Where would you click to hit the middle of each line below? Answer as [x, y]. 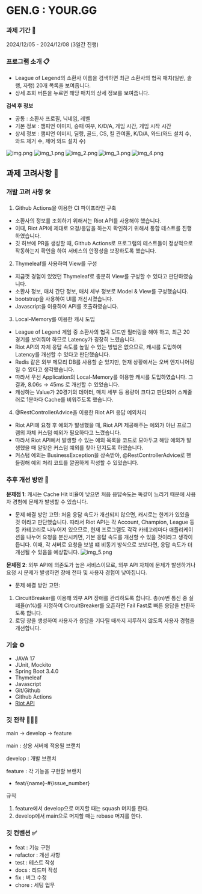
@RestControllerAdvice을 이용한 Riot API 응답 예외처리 [81, 412]
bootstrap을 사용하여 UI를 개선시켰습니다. [64, 299]
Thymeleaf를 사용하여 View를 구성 [56, 264]
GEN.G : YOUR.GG [52, 11]
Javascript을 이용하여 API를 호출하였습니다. [67, 307]
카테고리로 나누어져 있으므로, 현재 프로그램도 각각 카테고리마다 [94, 529]
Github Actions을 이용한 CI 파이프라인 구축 [66, 208]
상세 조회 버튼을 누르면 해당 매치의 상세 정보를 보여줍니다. [82, 93]
